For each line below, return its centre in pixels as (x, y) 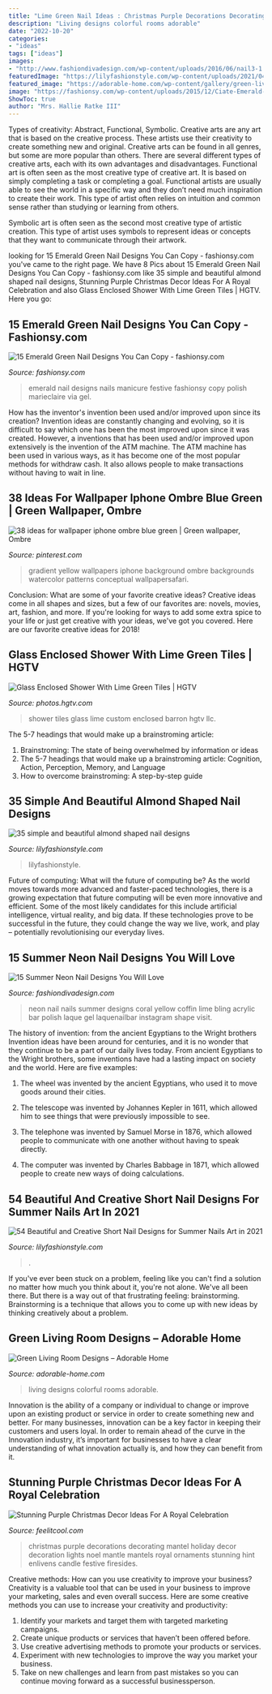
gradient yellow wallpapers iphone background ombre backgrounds (141, 570)
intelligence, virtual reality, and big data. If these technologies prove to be (131, 915)
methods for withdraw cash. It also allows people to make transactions (126, 464)
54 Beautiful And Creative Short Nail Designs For (134, 1199)
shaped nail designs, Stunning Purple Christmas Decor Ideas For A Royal (130, 282)
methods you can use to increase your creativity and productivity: (118, 1605)
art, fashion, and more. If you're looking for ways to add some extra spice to (135, 612)
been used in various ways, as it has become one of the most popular (125, 455)
